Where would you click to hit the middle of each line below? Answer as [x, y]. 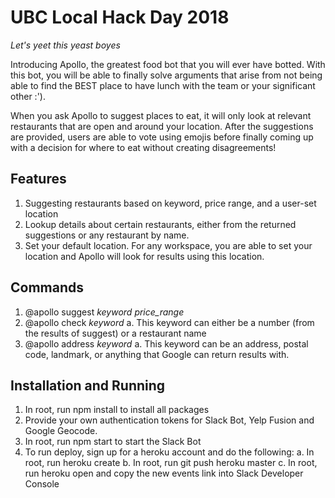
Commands [47, 287]
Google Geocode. [61, 431]
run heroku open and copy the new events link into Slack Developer [164, 473]
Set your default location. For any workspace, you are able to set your [168, 245]
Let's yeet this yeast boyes [65, 45]
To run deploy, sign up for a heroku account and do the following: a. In [169, 452]
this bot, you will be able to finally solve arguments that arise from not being [166, 75]
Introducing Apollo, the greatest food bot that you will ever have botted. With [168, 64]
